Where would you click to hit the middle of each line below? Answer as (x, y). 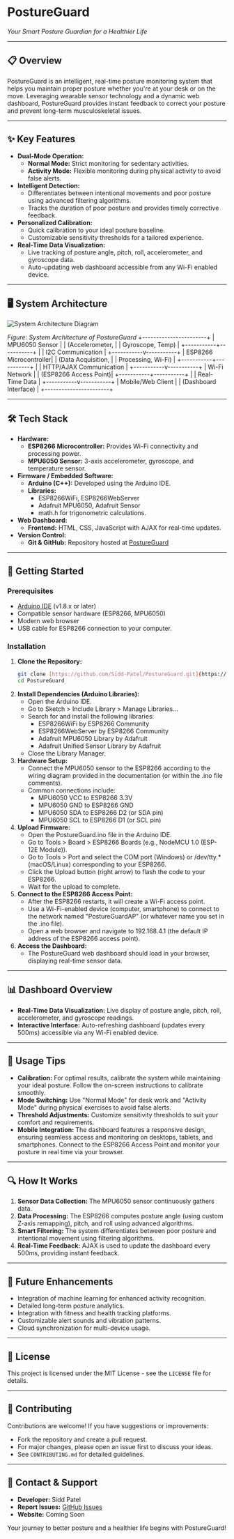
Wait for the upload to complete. (74, 887)
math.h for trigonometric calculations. (92, 513)
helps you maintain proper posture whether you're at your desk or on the (111, 89)
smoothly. (31, 1092)
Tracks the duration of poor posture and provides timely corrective (123, 208)
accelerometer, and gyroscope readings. (76, 1018)
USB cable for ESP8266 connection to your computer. (95, 628)
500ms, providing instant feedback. (68, 1253)
